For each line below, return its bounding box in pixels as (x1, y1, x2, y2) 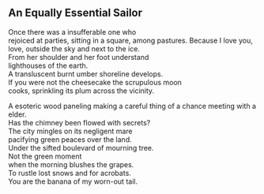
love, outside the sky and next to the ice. (8, 43, 141, 54)
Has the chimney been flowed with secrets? (8, 118, 151, 127)
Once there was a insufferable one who (8, 27, 137, 36)
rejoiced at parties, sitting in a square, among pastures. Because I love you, (8, 35, 253, 45)
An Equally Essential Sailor (8, 6, 143, 20)
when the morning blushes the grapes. (8, 159, 134, 169)
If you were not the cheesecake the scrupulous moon (8, 77, 182, 87)
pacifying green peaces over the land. (8, 134, 132, 144)
